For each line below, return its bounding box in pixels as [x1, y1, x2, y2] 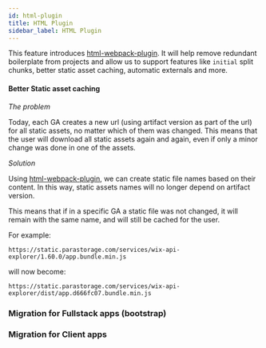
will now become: [8, 266, 66, 276]
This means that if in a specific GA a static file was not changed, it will [8, 206, 238, 216]
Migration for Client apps [8, 329, 108, 340]
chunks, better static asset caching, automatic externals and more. [8, 66, 228, 75]
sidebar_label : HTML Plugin [8, 26, 102, 34]
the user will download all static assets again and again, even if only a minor [8, 134, 258, 144]
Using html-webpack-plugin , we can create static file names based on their [8, 174, 256, 183]
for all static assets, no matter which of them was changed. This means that [8, 126, 258, 135]
